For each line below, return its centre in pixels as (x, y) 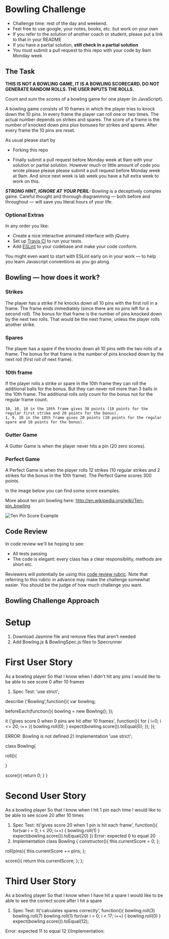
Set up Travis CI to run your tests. (47, 241)
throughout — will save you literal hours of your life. (59, 201)
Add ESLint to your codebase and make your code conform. (75, 247)
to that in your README (37, 39)
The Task (20, 72)
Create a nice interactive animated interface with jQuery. (71, 236)
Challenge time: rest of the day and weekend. (60, 23)
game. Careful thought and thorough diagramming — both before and (78, 196)
